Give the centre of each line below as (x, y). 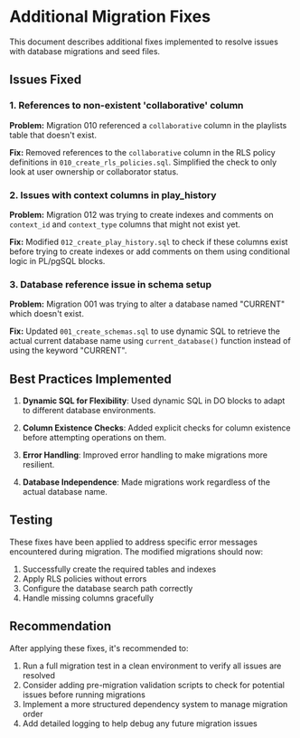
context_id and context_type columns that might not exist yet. (125, 224)
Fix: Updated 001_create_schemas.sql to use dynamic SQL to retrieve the (145, 331)
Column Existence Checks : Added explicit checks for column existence (156, 428)
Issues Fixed (46, 80)
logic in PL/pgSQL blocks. (57, 260)
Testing (31, 520)
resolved (39, 675)
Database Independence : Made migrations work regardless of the (146, 482)
